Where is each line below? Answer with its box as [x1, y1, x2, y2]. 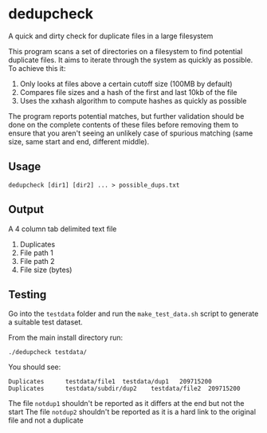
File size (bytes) [19, 265, 73, 274]
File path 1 [19, 248, 54, 258]
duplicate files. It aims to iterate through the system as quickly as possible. [8, 55, 253, 65]
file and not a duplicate [8, 415, 84, 425]
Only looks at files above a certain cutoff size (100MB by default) [19, 79, 233, 89]
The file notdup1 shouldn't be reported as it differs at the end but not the [8, 399, 245, 408]
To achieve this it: [8, 63, 66, 73]
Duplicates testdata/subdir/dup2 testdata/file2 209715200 [8, 384, 241, 393]
